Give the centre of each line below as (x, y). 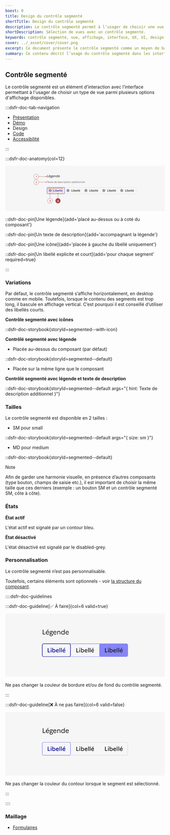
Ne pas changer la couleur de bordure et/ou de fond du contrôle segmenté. (84, 685)
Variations (18, 282)
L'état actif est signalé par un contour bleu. (50, 527)
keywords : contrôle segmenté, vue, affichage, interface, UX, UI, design (85, 38)
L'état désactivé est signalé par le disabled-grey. (56, 547)
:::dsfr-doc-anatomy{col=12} (35, 159)
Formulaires (25, 827)
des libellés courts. (25, 309)
